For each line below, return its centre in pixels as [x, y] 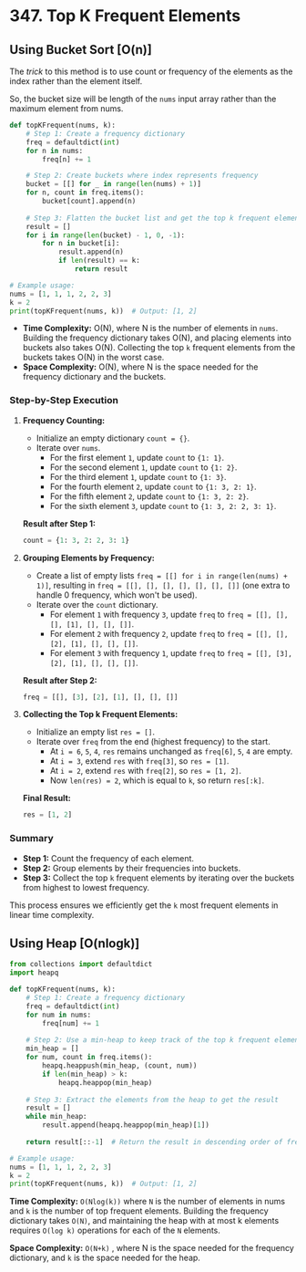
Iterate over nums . [68, 447]
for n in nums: [55, 151]
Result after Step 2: [60, 680]
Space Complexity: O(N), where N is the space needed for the [140, 367]
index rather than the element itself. [76, 81]
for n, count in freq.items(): [85, 193]
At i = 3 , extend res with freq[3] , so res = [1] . [139, 761]
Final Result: [46, 798]
